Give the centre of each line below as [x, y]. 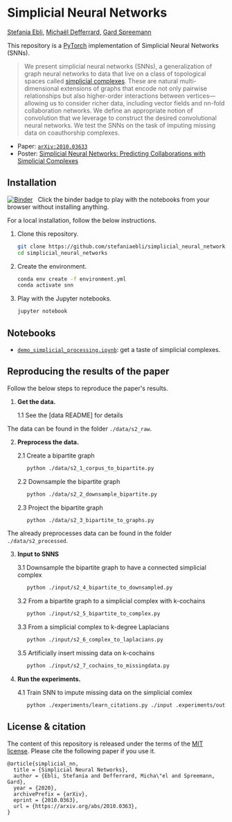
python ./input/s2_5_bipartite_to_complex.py [93, 614]
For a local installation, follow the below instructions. [82, 220]
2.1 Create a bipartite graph [56, 455]
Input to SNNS [38, 554]
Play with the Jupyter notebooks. [64, 299]
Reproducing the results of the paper [88, 372]
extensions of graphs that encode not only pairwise [134, 88]
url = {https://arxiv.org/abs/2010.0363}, [75, 806]
